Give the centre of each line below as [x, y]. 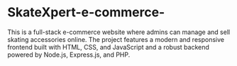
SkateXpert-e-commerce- [86, 12]
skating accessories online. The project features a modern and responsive [116, 39]
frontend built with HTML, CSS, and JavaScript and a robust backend [108, 47]
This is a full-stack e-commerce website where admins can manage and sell [119, 32]
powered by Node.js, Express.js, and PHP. [69, 55]
